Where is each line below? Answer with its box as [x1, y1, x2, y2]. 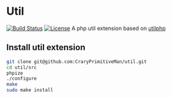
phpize [6, 70, 23, 76]
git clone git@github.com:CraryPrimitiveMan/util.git [6, 58, 147, 65]
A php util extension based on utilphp [71, 24, 166, 32]
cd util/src [6, 64, 37, 70]
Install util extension [6, 42, 86, 53]
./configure [6, 75, 37, 82]
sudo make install [6, 87, 53, 93]
